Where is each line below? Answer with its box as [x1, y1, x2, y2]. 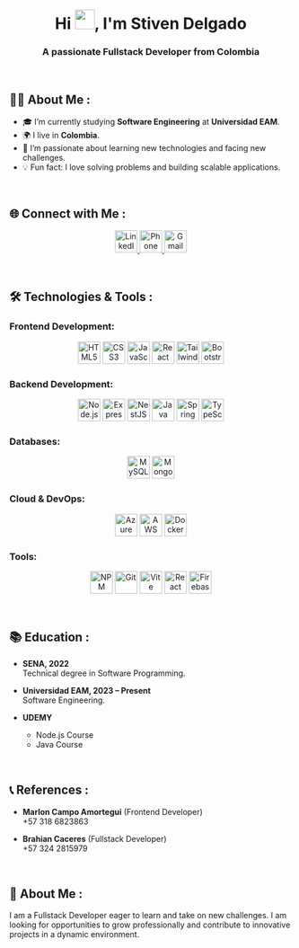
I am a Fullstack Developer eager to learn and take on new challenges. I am [9, 910, 287, 921]
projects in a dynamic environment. [9, 929, 140, 940]
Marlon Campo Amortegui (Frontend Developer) [22, 806, 204, 817]
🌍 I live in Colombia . [22, 130, 101, 141]
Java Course [35, 739, 84, 749]
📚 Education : [9, 630, 90, 645]
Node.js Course [35, 729, 94, 740]
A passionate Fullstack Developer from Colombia [41, 46, 260, 58]
